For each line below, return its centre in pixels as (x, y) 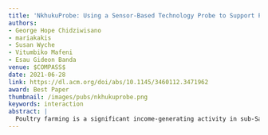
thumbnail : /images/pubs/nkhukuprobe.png (78, 97)
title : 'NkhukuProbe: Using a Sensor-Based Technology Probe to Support (132, 15)
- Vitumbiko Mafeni (41, 52)
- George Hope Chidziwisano (55, 30)
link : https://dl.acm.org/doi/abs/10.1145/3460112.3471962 (108, 82)
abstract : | (28, 112)
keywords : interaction (46, 104)
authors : (23, 23)
